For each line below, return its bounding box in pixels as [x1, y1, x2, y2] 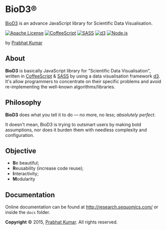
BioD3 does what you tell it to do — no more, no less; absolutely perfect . [5, 112, 156, 118]
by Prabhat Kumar [5, 39, 43, 46]
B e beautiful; [12, 160, 39, 166]
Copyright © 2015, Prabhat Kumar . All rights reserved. [5, 219, 118, 225]
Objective [5, 146, 37, 155]
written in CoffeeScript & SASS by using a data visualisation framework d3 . [5, 73, 160, 79]
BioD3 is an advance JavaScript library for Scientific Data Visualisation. [5, 20, 153, 26]
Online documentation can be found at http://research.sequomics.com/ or [5, 204, 158, 210]
